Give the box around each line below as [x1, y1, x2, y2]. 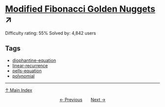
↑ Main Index [5, 87, 32, 93]
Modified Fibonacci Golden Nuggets [5, 3, 156, 15]
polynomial [12, 73, 35, 79]
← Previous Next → [59, 97, 106, 103]
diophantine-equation [12, 57, 56, 63]
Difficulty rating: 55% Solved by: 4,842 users [5, 30, 96, 36]
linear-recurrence [12, 62, 48, 68]
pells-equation [12, 68, 42, 74]
